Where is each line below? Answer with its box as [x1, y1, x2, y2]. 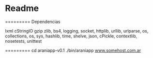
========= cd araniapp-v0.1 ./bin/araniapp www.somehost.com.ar [5, 47, 141, 53]
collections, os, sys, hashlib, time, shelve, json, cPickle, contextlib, [5, 33, 138, 39]
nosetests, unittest [5, 38, 42, 44]
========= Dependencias [5, 19, 61, 24]
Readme [5, 3, 39, 14]
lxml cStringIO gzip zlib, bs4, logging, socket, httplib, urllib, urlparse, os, [5, 28, 149, 34]
